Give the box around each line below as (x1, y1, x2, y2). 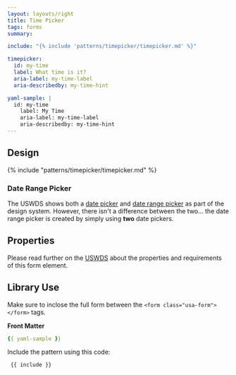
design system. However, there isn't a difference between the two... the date (7, 206, 230, 215)
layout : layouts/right (7, 10, 74, 18)
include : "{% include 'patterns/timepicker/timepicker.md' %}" (7, 43, 197, 50)
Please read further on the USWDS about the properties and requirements (7, 254, 222, 262)
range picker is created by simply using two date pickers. (7, 214, 174, 222)
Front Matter (7, 321, 45, 330)
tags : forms (7, 23, 42, 30)
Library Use (7, 282, 60, 294)
